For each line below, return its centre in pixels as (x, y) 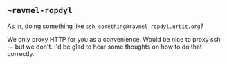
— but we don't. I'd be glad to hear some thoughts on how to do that (105, 47)
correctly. (21, 53)
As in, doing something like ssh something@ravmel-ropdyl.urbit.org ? (106, 26)
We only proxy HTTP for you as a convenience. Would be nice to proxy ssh (114, 39)
